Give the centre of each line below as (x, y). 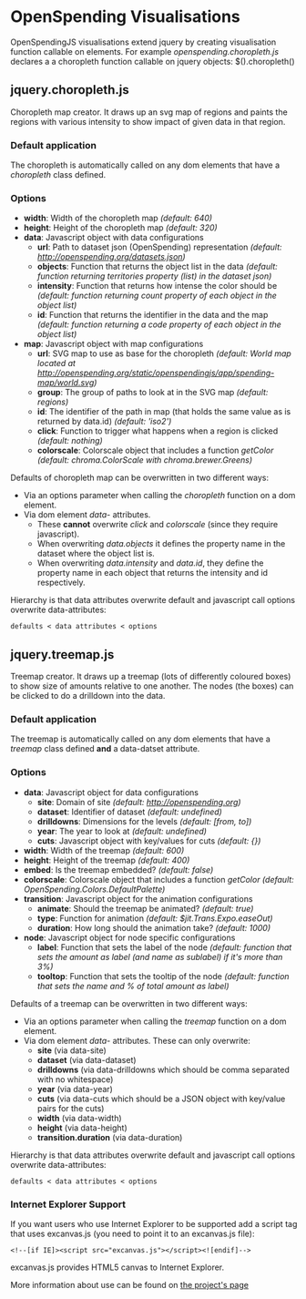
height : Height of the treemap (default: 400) (107, 860)
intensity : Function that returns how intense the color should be (157, 286)
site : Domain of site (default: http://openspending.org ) (139, 802)
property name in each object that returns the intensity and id (152, 573)
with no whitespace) (75, 1079)
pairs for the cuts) (71, 1108)
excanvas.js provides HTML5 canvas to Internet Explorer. (117, 1267)
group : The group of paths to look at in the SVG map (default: (153, 393)
